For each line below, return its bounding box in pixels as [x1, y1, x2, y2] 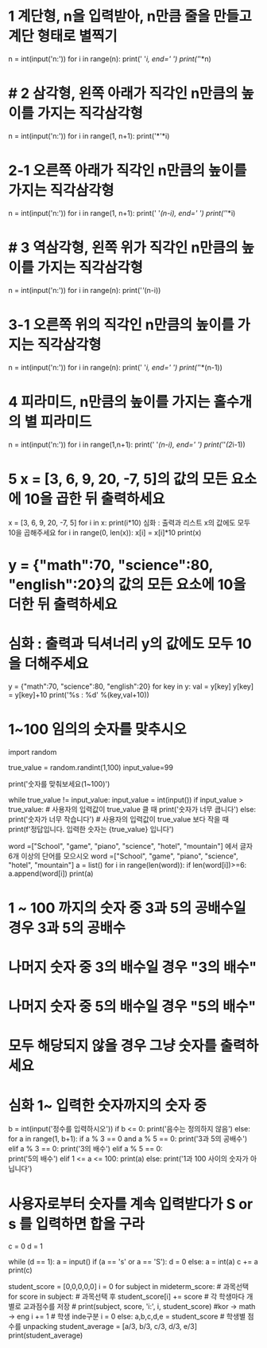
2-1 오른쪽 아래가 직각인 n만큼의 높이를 [8, 162, 247, 180]
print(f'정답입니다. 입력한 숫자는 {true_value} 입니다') [8, 824, 175, 834]
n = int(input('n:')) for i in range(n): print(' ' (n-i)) [8, 285, 161, 295]
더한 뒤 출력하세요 [8, 595, 118, 613]
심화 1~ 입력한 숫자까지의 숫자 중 [8, 1096, 207, 1115]
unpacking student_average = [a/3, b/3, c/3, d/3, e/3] [22, 1322, 197, 1331]
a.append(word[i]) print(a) [8, 869, 94, 878]
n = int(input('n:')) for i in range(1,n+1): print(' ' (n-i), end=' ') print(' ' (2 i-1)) [8, 440, 246, 449]
